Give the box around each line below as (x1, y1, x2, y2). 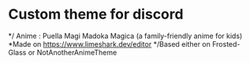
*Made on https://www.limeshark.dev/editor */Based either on (8, 39, 211, 48)
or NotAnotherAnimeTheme (28, 47, 118, 57)
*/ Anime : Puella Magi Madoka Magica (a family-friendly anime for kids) (8, 31, 243, 40)
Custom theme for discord (8, 5, 184, 23)
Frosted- (211, 39, 241, 48)
